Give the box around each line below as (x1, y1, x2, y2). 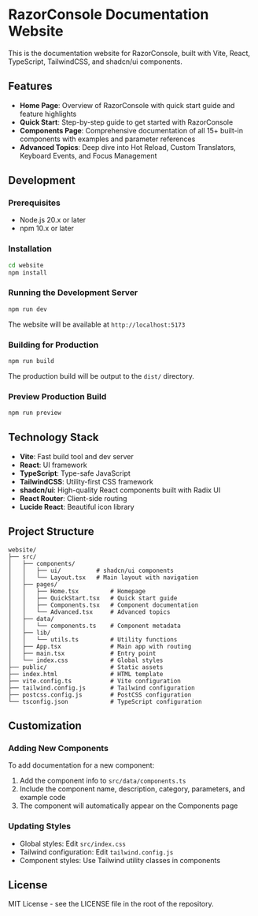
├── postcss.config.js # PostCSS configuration (8, 690, 192, 699)
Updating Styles (8, 821, 72, 832)
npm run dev (8, 305, 47, 313)
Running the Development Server (8, 287, 138, 298)
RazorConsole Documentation (8, 6, 209, 24)
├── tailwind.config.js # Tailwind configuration (8, 684, 195, 692)
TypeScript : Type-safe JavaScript (19, 468, 131, 478)
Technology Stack (8, 431, 99, 444)
